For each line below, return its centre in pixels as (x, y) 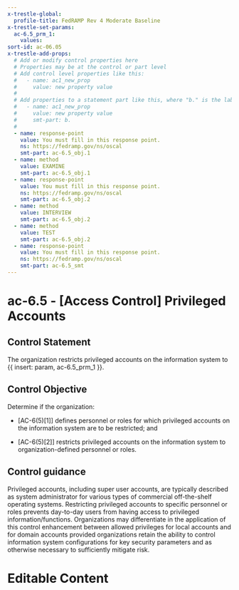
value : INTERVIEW (46, 213)
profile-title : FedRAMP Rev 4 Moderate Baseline (87, 21)
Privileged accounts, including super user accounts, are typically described (118, 489)
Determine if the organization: (51, 406)
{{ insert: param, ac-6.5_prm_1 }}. (56, 367)
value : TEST (38, 232)
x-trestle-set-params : (41, 27)
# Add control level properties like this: (79, 73)
